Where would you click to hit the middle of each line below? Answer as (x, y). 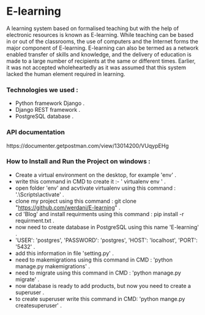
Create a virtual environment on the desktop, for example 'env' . (95, 175)
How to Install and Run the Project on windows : (79, 161)
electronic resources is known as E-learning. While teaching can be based (100, 34)
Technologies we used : (42, 90)
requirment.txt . (35, 220)
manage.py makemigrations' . (53, 266)
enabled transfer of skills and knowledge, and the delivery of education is (99, 54)
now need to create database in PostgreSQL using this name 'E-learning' (107, 227)
